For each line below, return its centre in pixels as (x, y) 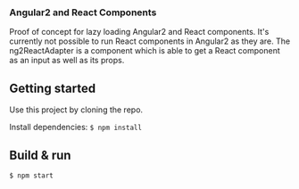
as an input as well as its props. (67, 61)
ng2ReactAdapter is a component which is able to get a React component (145, 51)
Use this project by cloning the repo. (76, 110)
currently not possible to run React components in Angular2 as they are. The (150, 41)
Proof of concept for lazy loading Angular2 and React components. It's (139, 32)
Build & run (40, 155)
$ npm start (31, 176)
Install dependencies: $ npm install (76, 127)
